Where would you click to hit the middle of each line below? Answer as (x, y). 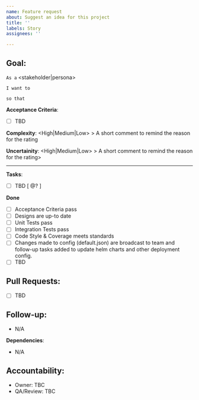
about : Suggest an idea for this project (58, 17)
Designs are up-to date (43, 216)
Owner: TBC (30, 385)
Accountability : (36, 371)
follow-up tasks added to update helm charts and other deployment (97, 250)
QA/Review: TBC (35, 391)
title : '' (18, 23)
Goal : (16, 63)
